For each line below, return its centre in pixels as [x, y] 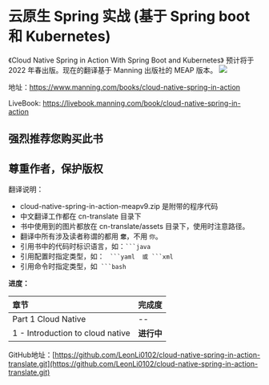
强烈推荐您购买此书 [56, 139]
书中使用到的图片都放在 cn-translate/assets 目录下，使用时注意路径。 [134, 227]
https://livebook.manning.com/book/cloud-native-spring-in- [142, 103]
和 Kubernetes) [60, 36]
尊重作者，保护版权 [56, 168]
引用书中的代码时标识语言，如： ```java [85, 247]
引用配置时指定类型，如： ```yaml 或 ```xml [96, 256]
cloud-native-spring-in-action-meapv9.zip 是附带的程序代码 [119, 207]
